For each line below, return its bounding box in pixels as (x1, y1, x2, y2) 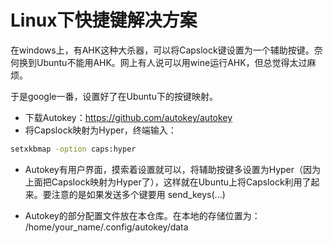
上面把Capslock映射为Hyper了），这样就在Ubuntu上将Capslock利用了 (24, 176, 312, 188)
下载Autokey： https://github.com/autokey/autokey (24, 111, 233, 123)
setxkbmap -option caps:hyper (10, 144, 137, 154)
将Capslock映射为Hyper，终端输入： (24, 124, 177, 136)
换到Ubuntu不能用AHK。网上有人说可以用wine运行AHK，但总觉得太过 (18, 56, 308, 68)
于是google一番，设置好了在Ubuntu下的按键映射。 (10, 90, 218, 102)
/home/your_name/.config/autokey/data (24, 221, 189, 233)
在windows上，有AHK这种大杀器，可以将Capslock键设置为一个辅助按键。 (10, 44, 315, 56)
